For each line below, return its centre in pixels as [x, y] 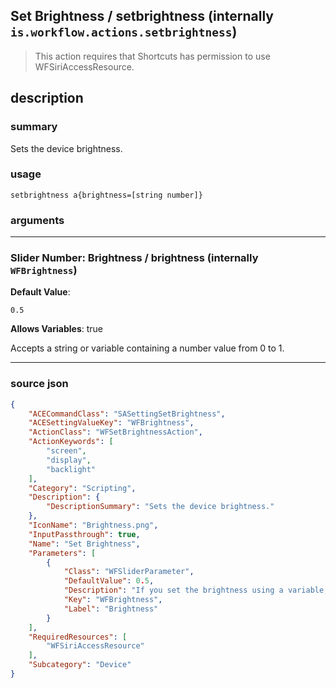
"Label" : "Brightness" [111, 609]
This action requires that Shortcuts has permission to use [152, 56]
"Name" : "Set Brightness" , [84, 544]
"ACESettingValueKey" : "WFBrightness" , [111, 423]
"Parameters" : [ [62, 553]
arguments [37, 220]
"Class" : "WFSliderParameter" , [129, 572]
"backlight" [71, 469]
